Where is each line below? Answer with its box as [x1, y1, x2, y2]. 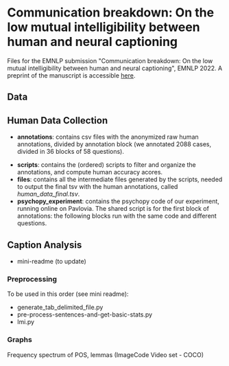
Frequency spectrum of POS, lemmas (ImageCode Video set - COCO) [7, 350, 204, 358]
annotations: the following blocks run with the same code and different [16, 211, 217, 220]
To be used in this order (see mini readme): [7, 290, 129, 298]
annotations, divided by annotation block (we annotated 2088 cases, [16, 140, 211, 148]
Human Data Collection [7, 115, 108, 126]
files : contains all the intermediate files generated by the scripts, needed [16, 175, 223, 183]
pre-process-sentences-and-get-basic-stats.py [16, 310, 153, 319]
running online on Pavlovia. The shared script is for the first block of [16, 205, 209, 213]
